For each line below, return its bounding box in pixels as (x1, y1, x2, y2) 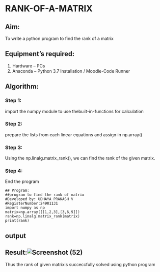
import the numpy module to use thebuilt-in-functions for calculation (5, 108, 144, 114)
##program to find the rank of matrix (5, 192, 84, 197)
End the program (5, 179, 39, 184)
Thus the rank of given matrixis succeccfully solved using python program (5, 261, 156, 267)
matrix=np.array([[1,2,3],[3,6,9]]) (5, 210, 80, 214)
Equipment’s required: (5, 50, 75, 58)
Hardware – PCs (12, 62, 45, 69)
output (5, 232, 26, 240)
